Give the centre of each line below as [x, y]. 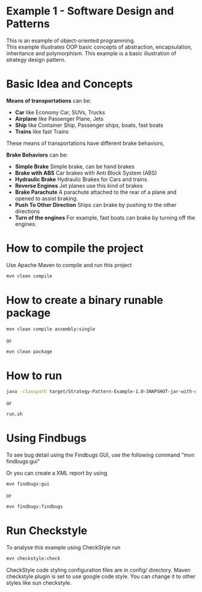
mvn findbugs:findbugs [35, 507]
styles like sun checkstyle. [39, 582]
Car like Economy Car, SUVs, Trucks [60, 112]
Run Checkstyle [47, 530]
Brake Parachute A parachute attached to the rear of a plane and [96, 192]
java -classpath [26, 392]
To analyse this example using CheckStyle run [63, 547]
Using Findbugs [47, 438]
